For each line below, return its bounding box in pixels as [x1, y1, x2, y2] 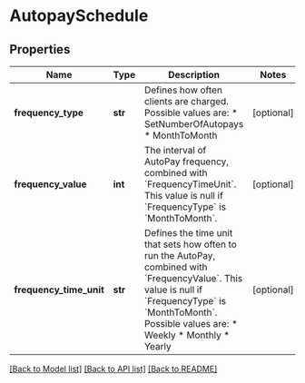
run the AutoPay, [143, 250, 216, 261]
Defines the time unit [143, 227, 233, 239]
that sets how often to [143, 238, 238, 250]
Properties [9, 42, 71, 57]
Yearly [143, 340, 172, 352]
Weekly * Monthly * [143, 329, 230, 341]
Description [167, 69, 221, 81]
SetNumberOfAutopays [143, 118, 244, 130]
